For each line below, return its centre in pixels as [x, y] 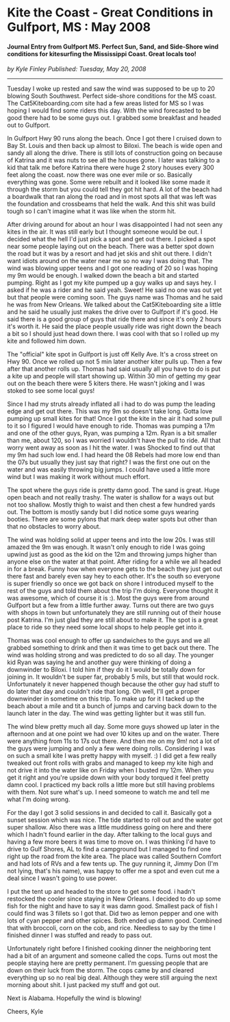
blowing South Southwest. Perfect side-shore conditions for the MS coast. [112, 96]
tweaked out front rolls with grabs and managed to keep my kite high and [110, 763]
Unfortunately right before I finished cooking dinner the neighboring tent [109, 949]
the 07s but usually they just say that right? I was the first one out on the [109, 462]
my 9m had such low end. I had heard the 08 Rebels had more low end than [114, 455]
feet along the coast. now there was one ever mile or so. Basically [100, 175]
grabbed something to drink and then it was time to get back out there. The [113, 648]
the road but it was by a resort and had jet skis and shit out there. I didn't [110, 254]
